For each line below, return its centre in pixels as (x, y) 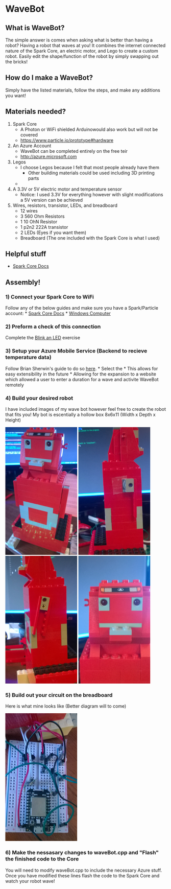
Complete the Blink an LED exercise (43, 338)
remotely (15, 385)
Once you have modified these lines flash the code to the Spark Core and (82, 875)
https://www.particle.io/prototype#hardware (67, 140)
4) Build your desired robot (39, 398)
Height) (13, 420)
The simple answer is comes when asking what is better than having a (79, 40)
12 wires (29, 210)
